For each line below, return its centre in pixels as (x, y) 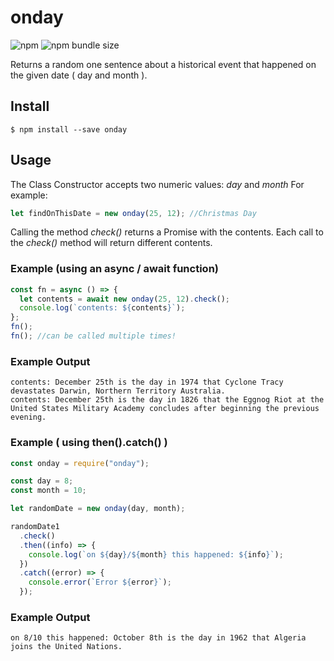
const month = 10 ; (48, 491)
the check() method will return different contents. (111, 243)
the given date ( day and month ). (79, 75)
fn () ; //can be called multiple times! (93, 336)
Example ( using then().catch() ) (89, 443)
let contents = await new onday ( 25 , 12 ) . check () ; (124, 299)
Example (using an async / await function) (114, 269)
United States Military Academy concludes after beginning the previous (165, 409)
